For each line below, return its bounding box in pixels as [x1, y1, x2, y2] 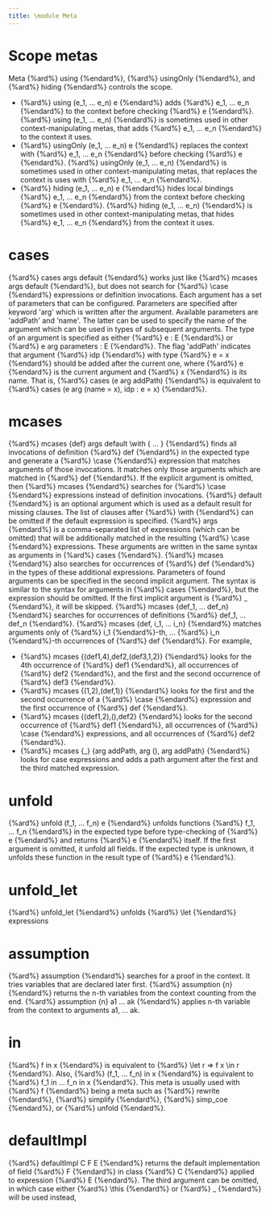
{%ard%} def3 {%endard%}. [19, 677, 117, 687]
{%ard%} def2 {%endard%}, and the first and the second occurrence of [19, 669, 260, 679]
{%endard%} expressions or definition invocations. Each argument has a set [8, 290, 262, 299]
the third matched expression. [19, 764, 120, 773]
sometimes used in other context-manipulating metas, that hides [19, 209, 235, 219]
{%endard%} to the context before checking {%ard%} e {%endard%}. [19, 106, 254, 115]
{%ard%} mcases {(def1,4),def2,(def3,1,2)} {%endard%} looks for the [19, 651, 252, 662]
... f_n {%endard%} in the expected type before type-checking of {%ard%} [8, 827, 258, 836]
